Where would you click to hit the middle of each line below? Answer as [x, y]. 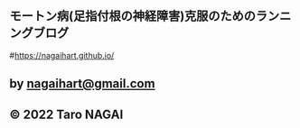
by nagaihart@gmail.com [82, 84]
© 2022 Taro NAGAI [66, 114]
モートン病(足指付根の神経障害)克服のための [132, 16]
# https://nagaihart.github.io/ [62, 55]
